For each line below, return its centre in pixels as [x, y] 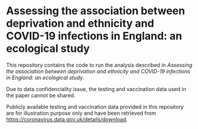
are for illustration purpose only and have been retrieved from [81, 113]
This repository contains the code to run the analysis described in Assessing [99, 65]
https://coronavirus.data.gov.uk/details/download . [67, 119]
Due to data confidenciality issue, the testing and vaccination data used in [96, 89]
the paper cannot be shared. [41, 95]
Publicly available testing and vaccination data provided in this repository [95, 107]
